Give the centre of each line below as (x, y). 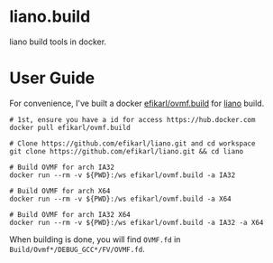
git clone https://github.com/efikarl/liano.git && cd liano (127, 151)
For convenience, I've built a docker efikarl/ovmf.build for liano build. (137, 103)
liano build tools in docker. (58, 42)
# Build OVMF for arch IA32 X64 (70, 214)
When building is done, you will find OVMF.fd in (95, 239)
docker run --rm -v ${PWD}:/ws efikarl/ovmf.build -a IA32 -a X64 (136, 222)
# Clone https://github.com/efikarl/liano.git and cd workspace (132, 143)
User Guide (52, 78)
